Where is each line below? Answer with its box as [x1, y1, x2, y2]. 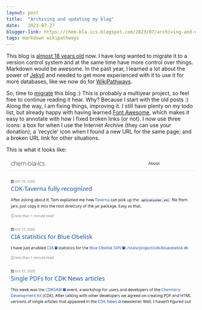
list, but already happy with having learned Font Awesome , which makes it [6, 109, 189, 116]
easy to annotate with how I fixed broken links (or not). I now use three [6, 115, 181, 123]
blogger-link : [6, 29, 42, 35]
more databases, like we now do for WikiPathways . [6, 78, 133, 85]
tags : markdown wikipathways [6, 35, 79, 42]
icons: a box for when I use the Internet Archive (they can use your [6, 122, 171, 129]
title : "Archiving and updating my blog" [6, 16, 114, 22]
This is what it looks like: [6, 146, 67, 153]
